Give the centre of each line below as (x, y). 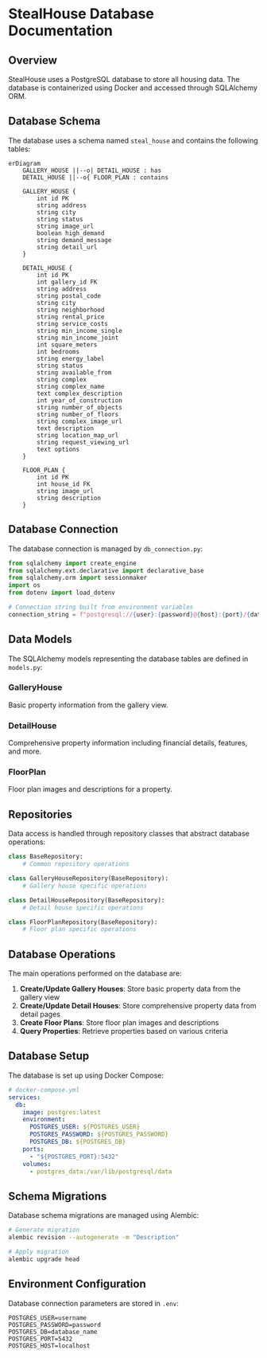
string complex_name (71, 386)
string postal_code (69, 295)
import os (25, 585)
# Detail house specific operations (83, 908)
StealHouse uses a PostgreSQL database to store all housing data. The (124, 79)
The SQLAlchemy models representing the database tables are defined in (128, 659)
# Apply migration (39, 1251)
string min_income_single (80, 331)
